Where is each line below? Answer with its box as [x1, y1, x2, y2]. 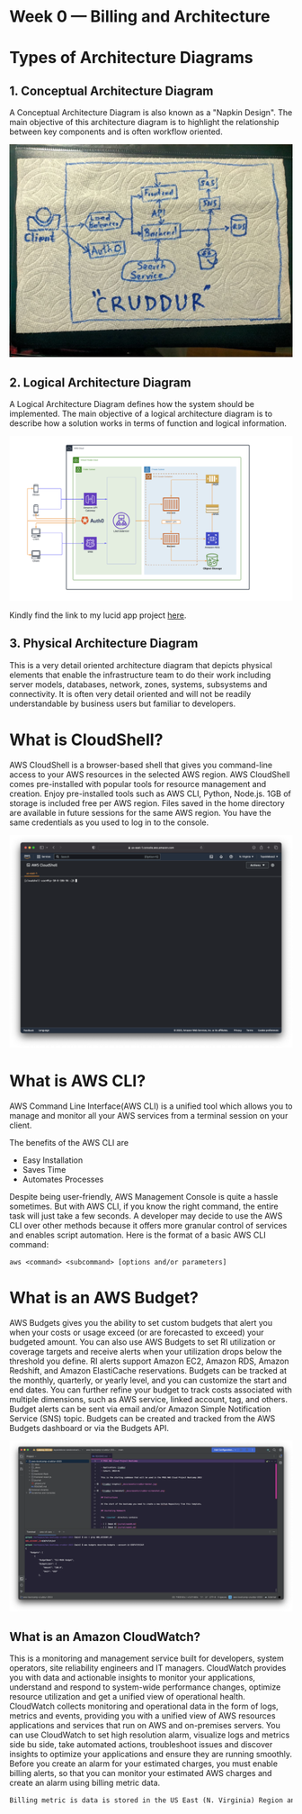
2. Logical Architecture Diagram [9, 375, 191, 390]
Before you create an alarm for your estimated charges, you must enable [9, 1758, 279, 1769]
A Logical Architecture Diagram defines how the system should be [9, 399, 254, 409]
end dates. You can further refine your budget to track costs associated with [9, 1384, 292, 1395]
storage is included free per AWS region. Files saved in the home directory [9, 797, 285, 808]
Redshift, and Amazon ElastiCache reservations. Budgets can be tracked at [9, 1365, 288, 1375]
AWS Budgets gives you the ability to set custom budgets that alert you [9, 1317, 273, 1328]
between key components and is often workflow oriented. [9, 126, 223, 137]
